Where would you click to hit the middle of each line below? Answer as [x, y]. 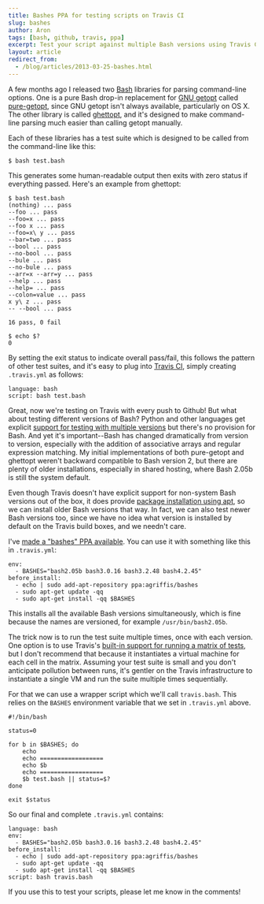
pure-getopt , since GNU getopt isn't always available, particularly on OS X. [129, 106]
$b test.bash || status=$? [66, 779]
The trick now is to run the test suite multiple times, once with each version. [130, 637]
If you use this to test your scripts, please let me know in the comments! [125, 891]
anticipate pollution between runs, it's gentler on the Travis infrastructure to [130, 670]
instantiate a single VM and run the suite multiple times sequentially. [118, 679]
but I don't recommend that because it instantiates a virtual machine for [124, 653]
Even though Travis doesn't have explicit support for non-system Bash [122, 493]
